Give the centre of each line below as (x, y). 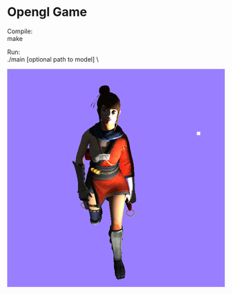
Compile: (20, 31)
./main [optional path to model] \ (53, 59)
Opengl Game (47, 12)
